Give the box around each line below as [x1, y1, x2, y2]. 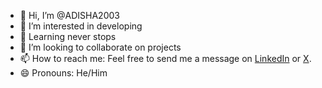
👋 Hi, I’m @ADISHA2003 [19, 10, 120, 21]
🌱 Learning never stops [19, 31, 117, 42]
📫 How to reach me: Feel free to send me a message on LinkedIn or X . [19, 53, 312, 64]
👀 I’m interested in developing [19, 20, 143, 32]
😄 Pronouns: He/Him [19, 67, 108, 79]
